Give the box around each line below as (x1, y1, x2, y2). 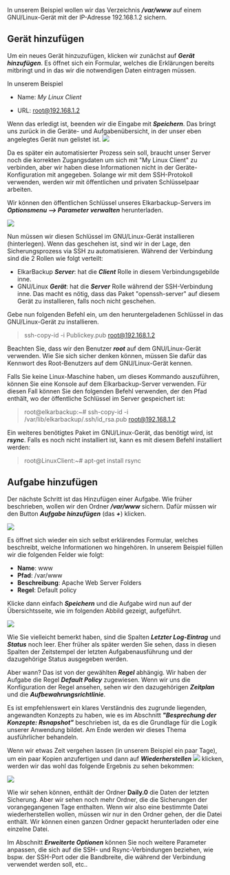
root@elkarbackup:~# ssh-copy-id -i (23, 407, 129, 416)
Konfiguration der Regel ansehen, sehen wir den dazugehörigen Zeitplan (7, 682, 215, 691)
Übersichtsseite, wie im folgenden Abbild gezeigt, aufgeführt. (7, 607, 182, 615)
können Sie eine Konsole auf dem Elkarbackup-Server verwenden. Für (7, 380, 207, 388)
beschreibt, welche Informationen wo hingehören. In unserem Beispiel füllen (7, 543, 224, 551)
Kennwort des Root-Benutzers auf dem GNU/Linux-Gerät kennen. (7, 359, 193, 367)
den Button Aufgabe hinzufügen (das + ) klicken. (7, 509, 147, 518)
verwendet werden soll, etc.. (7, 860, 88, 868)
